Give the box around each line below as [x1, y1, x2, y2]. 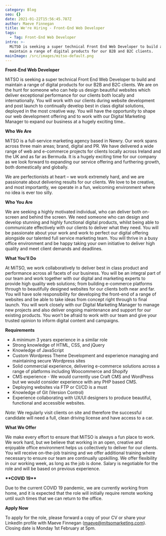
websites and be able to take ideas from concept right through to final [5, 297, 147, 302]
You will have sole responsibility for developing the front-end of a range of [5, 291, 157, 298]
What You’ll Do [5, 255, 36, 261]
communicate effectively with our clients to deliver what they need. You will [5, 225, 159, 231]
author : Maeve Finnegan [5, 21, 54, 26]
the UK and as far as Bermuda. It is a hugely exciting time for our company [5, 154, 157, 160]
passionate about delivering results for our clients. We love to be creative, [5, 179, 155, 185]
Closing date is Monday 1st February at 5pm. [5, 525, 96, 531]
